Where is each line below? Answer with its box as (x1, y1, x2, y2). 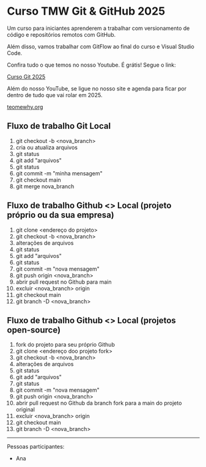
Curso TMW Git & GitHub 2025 (7, 4, 166, 18)
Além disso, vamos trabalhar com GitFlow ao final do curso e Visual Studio (7, 43, 194, 50)
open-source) (7, 325, 61, 335)
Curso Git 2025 (7, 73, 46, 80)
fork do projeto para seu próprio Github (15, 341, 115, 348)
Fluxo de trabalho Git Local (7, 121, 111, 131)
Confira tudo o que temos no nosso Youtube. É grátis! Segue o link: (7, 61, 176, 68)
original (15, 406, 35, 413)
